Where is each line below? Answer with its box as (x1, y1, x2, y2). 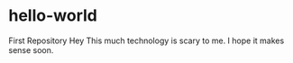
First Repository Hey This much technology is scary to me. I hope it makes (8, 35, 285, 46)
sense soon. (8, 44, 54, 55)
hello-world (8, 5, 98, 26)
